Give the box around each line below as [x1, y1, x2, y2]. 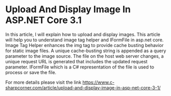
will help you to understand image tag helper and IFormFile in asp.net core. [5, 37, 164, 43]
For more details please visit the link [5, 79, 82, 85]
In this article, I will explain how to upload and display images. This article [5, 31, 161, 37]
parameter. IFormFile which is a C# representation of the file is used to [5, 64, 155, 70]
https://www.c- [82, 79, 115, 85]
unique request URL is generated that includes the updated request [5, 58, 148, 64]
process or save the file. [5, 69, 56, 75]
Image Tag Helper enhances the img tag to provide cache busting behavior [5, 42, 164, 48]
